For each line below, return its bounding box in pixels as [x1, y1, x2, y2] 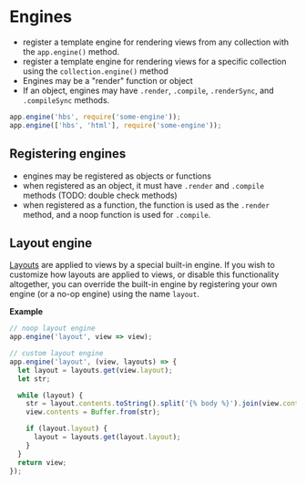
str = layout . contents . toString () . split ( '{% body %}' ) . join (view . [25, 399, 283, 408]
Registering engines [9, 146, 127, 161]
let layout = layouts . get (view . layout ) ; [17, 366, 173, 375]
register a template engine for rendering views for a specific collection [22, 56, 287, 67]
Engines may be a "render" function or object [22, 75, 193, 86]
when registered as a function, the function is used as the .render [22, 199, 270, 211]
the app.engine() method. [22, 46, 120, 57]
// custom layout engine [9, 349, 104, 358]
